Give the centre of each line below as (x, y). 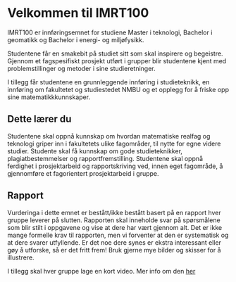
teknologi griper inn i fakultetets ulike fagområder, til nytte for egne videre (114, 143)
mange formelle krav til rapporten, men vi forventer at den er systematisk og (118, 235)
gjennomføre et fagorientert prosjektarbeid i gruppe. (83, 173)
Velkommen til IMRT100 (78, 13)
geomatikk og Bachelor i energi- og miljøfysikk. (76, 39)
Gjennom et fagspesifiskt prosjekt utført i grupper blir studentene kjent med (117, 60)
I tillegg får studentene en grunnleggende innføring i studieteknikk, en (108, 82)
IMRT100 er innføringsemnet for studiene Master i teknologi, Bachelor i (110, 32)
